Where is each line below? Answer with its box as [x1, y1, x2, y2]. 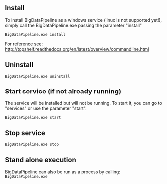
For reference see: [5, 41, 43, 47]
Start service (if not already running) [5, 87, 121, 96]
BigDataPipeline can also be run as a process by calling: [5, 169, 121, 175]
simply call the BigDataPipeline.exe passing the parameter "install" [5, 22, 142, 28]
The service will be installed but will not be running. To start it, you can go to [5, 100, 162, 106]
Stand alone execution [5, 155, 76, 164]
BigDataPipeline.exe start [5, 115, 61, 120]
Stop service [5, 129, 46, 137]
